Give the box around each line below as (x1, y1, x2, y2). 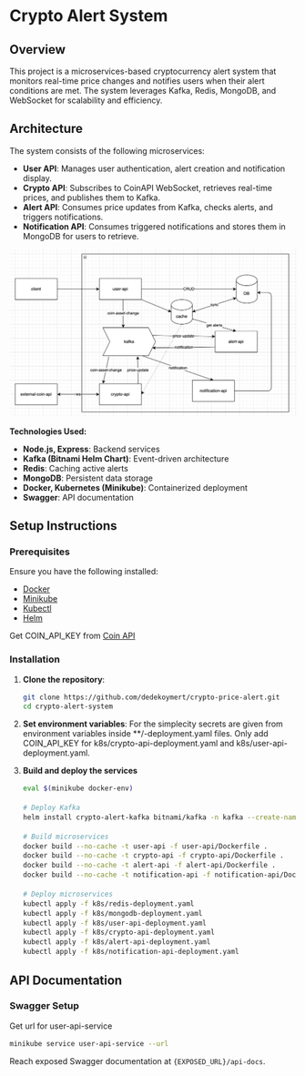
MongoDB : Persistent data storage (22, 472, 153, 483)
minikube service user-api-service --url (9, 1039, 169, 1048)
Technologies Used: (9, 425, 87, 437)
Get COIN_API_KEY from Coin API (9, 630, 136, 642)
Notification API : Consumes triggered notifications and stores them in (22, 220, 287, 232)
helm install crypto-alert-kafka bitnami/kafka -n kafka (22, 812, 244, 822)
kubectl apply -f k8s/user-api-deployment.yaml (22, 919, 207, 928)
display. (22, 172, 53, 183)
